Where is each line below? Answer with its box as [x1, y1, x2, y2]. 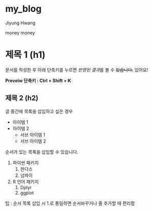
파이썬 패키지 [12, 159, 39, 165]
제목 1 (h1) [5, 49, 46, 61]
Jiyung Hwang [5, 20, 35, 26]
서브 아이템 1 [20, 131, 46, 137]
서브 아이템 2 [20, 138, 47, 144]
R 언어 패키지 [12, 179, 39, 185]
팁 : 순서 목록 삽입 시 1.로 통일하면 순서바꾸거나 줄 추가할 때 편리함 [5, 200, 135, 206]
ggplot [20, 190, 34, 196]
